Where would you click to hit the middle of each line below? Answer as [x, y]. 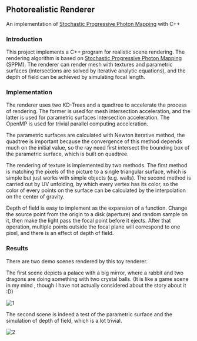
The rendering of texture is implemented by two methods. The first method [97, 165]
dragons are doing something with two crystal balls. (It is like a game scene [98, 279]
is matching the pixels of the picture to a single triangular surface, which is [96, 172]
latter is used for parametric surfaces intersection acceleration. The [88, 118]
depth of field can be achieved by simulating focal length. [76, 77]
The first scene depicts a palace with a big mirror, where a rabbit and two [95, 273]
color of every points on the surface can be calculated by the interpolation [96, 190]
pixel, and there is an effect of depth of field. [60, 233]
